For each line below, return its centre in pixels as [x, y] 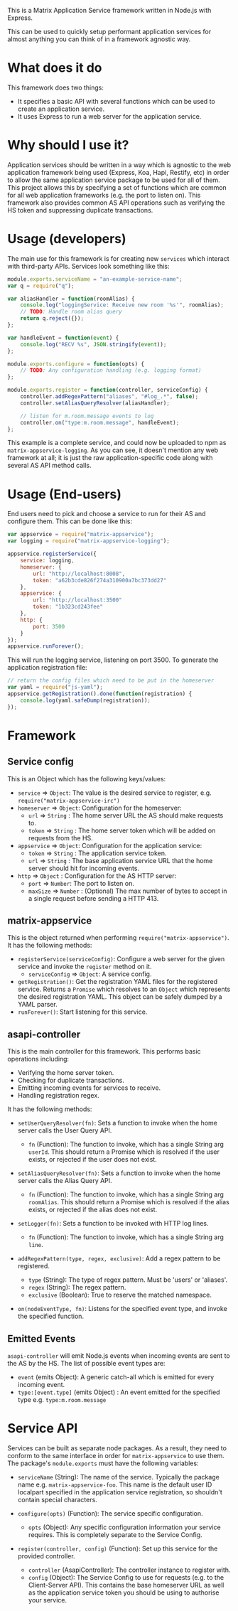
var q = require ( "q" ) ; [41, 286]
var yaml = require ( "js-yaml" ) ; [55, 687]
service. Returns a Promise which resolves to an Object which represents [124, 989]
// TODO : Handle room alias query [71, 312]
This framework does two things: [56, 87]
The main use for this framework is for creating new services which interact [118, 258]
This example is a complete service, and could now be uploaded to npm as [117, 443]
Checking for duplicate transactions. [71, 1081]
